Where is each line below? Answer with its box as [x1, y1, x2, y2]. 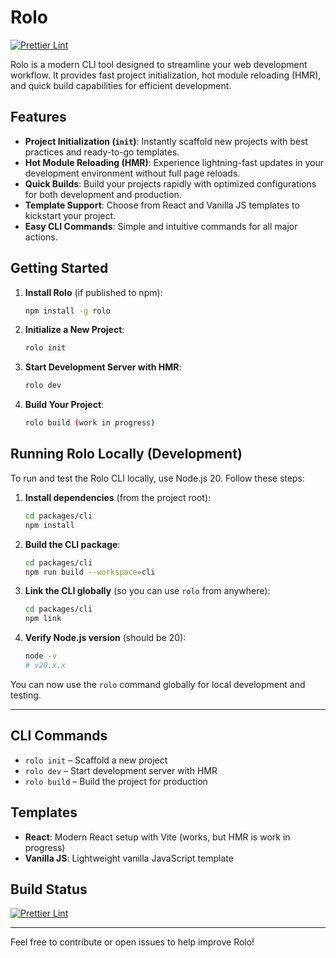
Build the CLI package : [24, 538, 121, 550]
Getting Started [10, 260, 109, 277]
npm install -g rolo [24, 306, 111, 316]
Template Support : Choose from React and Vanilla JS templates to [24, 199, 300, 211]
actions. [24, 231, 58, 243]
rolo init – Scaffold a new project [24, 754, 168, 766]
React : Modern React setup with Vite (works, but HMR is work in [24, 831, 291, 843]
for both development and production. [24, 188, 182, 200]
